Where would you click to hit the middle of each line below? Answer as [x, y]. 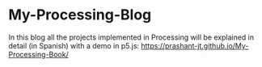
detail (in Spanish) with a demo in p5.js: [74, 45]
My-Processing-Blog [80, 15]
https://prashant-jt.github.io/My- [195, 45]
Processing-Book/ [38, 54]
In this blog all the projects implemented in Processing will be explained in [131, 37]
